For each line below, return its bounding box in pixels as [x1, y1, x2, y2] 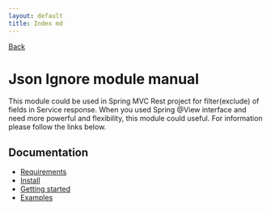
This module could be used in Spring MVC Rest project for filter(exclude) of [8, 96, 260, 106]
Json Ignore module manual [8, 69, 200, 88]
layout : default [8, 11, 63, 20]
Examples [19, 193, 53, 203]
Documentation [8, 145, 89, 159]
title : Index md [8, 19, 63, 27]
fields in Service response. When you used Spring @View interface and [8, 105, 247, 115]
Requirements [19, 167, 67, 177]
